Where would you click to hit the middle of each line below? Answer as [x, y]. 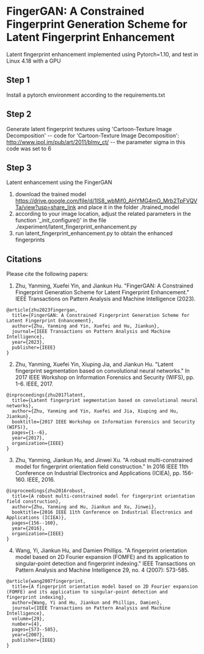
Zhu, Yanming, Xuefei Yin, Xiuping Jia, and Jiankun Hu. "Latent [94, 364]
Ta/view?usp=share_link [46, 207]
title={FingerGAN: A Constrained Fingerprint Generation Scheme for [101, 316]
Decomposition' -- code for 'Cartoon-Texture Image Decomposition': [93, 135]
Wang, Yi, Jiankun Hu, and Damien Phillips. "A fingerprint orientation [101, 550]
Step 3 [19, 168]
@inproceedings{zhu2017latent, [46, 395]
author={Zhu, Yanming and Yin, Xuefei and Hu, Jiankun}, [86, 326]
